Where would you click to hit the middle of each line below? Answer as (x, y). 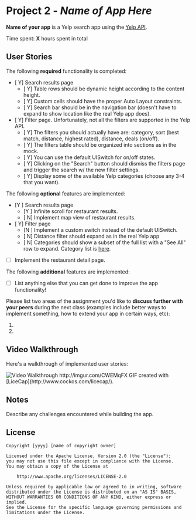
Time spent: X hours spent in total (47, 38)
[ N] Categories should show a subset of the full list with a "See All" (104, 242)
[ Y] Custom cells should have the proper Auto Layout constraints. (103, 101)
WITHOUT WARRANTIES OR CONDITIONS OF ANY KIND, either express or (89, 497)
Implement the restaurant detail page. (60, 260)
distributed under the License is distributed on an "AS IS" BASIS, (91, 492)
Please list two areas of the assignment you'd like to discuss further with (94, 301)
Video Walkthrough (42, 350)
